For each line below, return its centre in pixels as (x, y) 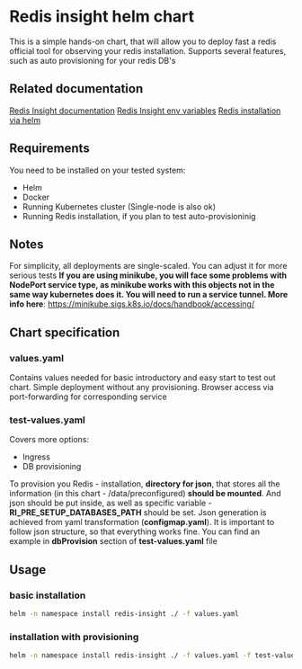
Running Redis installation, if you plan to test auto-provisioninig (139, 216)
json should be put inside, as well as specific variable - (111, 503)
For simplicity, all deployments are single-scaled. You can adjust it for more (148, 266)
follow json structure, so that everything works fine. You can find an (135, 531)
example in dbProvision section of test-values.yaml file (113, 541)
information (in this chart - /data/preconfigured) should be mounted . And (145, 494)
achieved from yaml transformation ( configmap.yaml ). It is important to (142, 522)
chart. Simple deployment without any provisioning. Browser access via (142, 388)
